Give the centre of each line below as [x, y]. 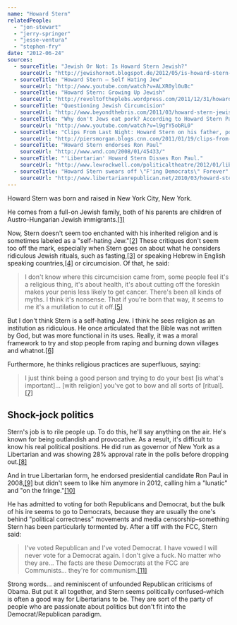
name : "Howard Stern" [39, 14]
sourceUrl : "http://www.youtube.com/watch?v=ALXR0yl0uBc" [107, 86]
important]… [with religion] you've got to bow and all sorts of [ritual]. [124, 385]
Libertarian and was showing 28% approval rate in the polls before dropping [118, 454]
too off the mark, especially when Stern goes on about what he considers [114, 248]
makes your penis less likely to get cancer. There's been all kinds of [123, 292]
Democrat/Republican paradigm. [55, 614]
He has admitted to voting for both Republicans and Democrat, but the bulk [116, 504]
